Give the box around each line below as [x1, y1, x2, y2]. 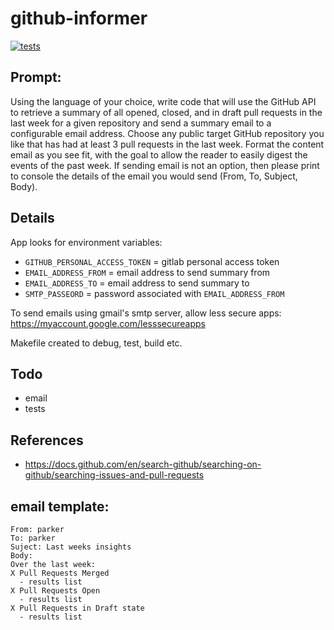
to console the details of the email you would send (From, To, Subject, [10, 170, 298, 182]
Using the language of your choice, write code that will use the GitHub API [10, 95, 317, 107]
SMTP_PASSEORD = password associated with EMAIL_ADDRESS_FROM [24, 287, 285, 299]
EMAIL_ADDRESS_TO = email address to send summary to [24, 277, 250, 289]
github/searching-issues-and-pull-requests [24, 469, 205, 481]
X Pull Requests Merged [10, 568, 110, 578]
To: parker [10, 533, 56, 543]
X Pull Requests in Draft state [10, 603, 145, 613]
